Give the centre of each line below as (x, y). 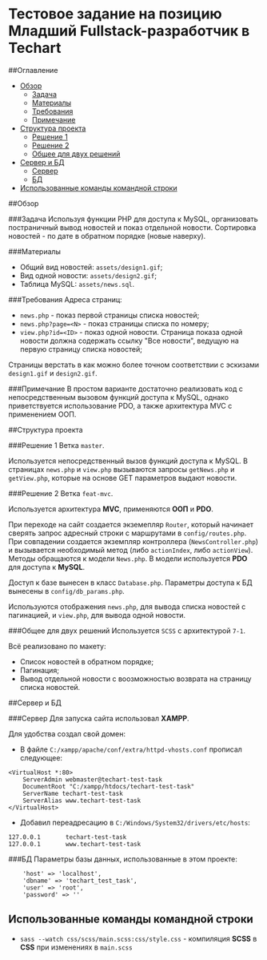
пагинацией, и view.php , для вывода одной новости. (97, 615)
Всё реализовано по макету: (57, 646)
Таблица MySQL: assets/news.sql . (77, 284)
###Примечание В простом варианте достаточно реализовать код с (126, 389)
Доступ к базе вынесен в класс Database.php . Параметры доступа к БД (131, 583)
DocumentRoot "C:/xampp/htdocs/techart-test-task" (109, 786)
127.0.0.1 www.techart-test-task (75, 844)
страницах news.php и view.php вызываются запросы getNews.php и (122, 469)
